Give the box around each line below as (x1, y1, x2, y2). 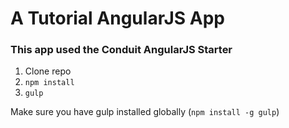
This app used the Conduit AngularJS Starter (10, 43, 233, 57)
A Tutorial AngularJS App (10, 7, 225, 30)
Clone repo (24, 65, 72, 77)
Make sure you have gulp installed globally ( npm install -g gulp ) (10, 106, 280, 118)
